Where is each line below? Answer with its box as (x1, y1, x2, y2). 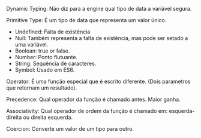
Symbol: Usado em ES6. (14, 66, 75, 73)
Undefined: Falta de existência (14, 28, 91, 35)
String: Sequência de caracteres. (14, 60, 97, 67)
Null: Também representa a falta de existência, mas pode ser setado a (14, 35, 188, 41)
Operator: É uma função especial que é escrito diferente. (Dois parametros (6, 78, 191, 85)
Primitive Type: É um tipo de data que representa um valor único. (6, 17, 167, 23)
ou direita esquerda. (23, 114, 73, 121)
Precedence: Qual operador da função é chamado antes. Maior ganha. (6, 96, 181, 103)
